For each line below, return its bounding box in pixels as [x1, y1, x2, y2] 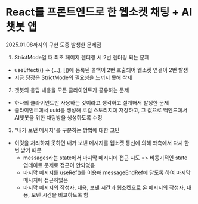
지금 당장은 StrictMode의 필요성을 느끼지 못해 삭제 [14, 74, 132, 81]
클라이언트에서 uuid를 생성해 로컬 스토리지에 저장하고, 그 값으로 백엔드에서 [14, 106, 188, 114]
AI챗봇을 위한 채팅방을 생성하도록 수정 [14, 114, 103, 121]
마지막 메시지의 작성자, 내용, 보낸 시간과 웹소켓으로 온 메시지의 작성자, [23, 184, 185, 191]
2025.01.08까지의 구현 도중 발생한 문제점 [5, 41, 102, 48]
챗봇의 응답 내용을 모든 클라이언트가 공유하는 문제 [14, 86, 129, 93]
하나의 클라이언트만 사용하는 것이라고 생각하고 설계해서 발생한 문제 [14, 99, 169, 106]
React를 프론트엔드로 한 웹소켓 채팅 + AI [5, 5, 193, 19]
